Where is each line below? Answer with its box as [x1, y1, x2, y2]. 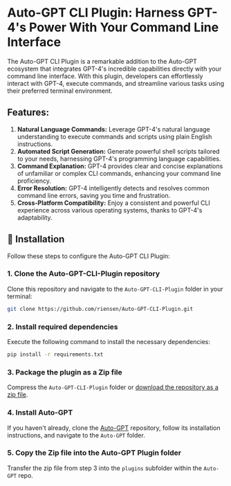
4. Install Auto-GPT [7, 408, 73, 417]
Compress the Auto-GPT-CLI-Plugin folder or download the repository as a [7, 383, 219, 392]
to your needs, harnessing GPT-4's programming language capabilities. [17, 154, 221, 163]
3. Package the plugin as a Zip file [7, 367, 122, 377]
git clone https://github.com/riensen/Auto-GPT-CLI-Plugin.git [7, 305, 194, 312]
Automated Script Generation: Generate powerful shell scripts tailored [17, 147, 220, 155]
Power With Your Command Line [28, 19, 219, 35]
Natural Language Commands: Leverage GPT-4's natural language [17, 125, 210, 133]
